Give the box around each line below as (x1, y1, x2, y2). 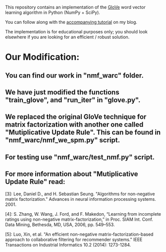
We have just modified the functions (5, 88, 120, 96)
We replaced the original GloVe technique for (5, 113, 147, 121)
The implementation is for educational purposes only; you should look (5, 29, 148, 34)
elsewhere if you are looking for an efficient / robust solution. (5, 34, 130, 40)
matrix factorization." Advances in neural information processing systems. (5, 196, 156, 202)
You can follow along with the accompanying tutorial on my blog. (5, 19, 138, 25)
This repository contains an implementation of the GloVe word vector (5, 4, 146, 10)
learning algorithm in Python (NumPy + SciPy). (5, 9, 101, 15)
